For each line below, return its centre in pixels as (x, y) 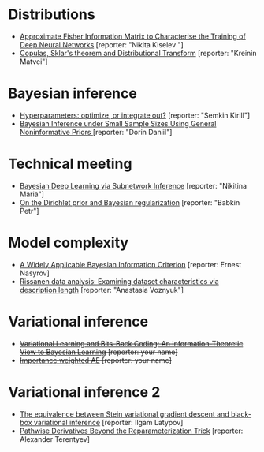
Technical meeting (70, 164)
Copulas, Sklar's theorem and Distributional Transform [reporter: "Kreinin (138, 53)
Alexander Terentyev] (55, 439)
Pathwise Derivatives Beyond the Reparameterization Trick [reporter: (131, 431)
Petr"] (29, 211)
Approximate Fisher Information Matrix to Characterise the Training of (132, 36)
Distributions (52, 15)
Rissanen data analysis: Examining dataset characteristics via (119, 281)
